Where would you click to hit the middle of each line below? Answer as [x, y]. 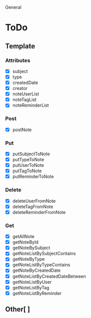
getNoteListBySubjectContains [44, 254]
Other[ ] [17, 309]
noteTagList [24, 99]
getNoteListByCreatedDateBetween [49, 276]
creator [20, 88]
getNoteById [25, 242]
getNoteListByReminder [37, 293]
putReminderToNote [33, 177]
